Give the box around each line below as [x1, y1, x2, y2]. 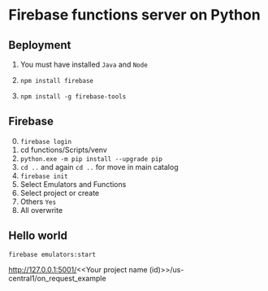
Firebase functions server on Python [8, 6, 262, 24]
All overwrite [19, 205, 63, 215]
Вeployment [8, 38, 71, 52]
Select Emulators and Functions [19, 179, 127, 189]
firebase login [19, 137, 72, 145]
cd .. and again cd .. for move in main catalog [19, 162, 179, 172]
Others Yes [19, 197, 57, 206]
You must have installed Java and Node [19, 59, 148, 69]
